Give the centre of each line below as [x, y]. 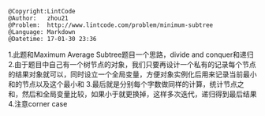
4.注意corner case [38, 104]
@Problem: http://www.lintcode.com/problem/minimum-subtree [111, 25]
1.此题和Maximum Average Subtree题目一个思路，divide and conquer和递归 [131, 54]
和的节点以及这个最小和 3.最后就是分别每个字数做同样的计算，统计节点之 [126, 84]
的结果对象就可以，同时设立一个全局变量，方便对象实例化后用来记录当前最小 [132, 74]
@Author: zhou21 [38, 18]
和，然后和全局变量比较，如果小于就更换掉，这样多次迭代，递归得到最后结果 [132, 94]
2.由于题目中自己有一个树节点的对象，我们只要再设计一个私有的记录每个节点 [132, 64]
